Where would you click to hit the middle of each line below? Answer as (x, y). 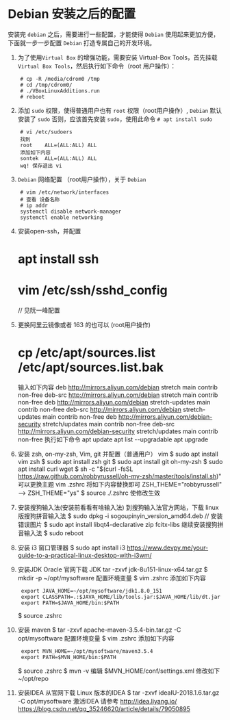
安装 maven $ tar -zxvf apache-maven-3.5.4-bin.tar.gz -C (99, 630)
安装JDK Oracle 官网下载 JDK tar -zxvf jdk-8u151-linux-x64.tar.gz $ (113, 569)
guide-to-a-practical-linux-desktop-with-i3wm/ (85, 555)
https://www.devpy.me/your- (168, 548)
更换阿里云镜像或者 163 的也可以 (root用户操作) (84, 325)
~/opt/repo (33, 679)
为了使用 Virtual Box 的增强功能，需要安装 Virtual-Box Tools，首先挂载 (117, 57)
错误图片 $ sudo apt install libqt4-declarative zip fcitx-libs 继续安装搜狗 (117, 525)
